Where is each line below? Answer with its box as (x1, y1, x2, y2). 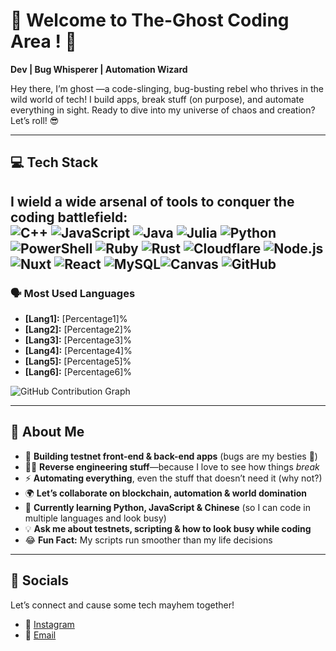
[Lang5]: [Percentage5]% (24, 355, 132, 368)
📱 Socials (10, 572, 70, 589)
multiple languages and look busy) (24, 512, 167, 524)
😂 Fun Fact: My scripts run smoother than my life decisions (24, 534, 273, 546)
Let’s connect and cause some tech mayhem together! (10, 599, 235, 611)
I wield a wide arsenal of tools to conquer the (10, 193, 295, 210)
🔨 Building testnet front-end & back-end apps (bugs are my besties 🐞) (24, 450, 318, 462)
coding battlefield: (10, 209, 128, 226)
